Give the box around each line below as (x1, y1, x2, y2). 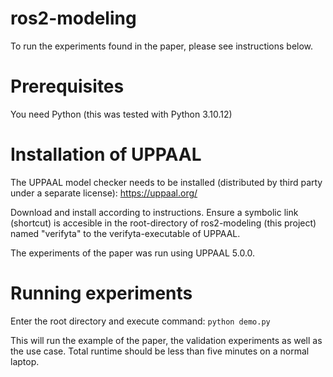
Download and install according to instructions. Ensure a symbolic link (10, 206, 299, 218)
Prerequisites (10, 75, 125, 98)
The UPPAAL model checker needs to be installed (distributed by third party (10, 176, 323, 188)
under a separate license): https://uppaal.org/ (10, 187, 198, 199)
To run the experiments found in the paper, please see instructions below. (10, 40, 314, 52)
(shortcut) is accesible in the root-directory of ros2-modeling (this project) (10, 217, 317, 229)
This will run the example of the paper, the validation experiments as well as (10, 334, 323, 346)
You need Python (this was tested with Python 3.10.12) (10, 108, 233, 120)
